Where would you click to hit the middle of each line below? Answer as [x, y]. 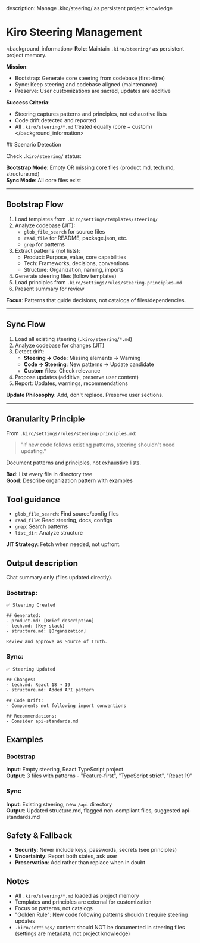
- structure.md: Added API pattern [50, 690]
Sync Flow [26, 325]
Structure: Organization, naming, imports [74, 269]
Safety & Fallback [39, 835]
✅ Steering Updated [31, 669]
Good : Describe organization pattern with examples [69, 480]
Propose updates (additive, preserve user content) [76, 377]
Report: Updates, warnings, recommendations [71, 383]
